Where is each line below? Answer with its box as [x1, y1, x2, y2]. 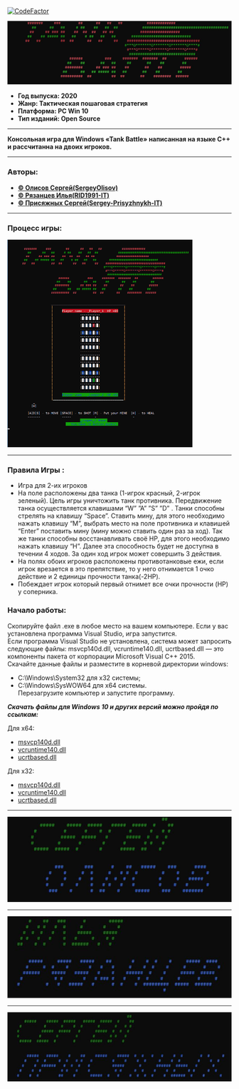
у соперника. [17, 588, 58, 596]
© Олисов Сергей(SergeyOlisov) [17, 183, 119, 192]
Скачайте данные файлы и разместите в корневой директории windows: [7, 659, 229, 668]
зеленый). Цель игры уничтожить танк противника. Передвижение [17, 496, 222, 505]
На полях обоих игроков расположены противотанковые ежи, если [17, 557, 224, 566]
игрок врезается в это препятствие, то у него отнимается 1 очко [17, 565, 215, 573]
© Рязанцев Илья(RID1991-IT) [17, 191, 110, 199]
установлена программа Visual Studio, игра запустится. [7, 629, 177, 638]
